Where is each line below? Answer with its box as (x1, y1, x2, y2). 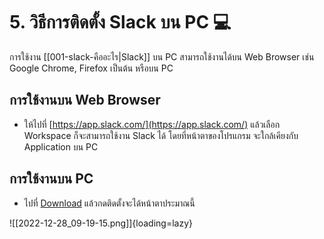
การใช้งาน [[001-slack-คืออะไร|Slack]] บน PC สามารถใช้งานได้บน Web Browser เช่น (9, 50, 315, 63)
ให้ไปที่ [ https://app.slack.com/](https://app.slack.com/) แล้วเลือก (23, 118, 281, 130)
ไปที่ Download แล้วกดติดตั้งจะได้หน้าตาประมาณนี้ (23, 197, 196, 209)
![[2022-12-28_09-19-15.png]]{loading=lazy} (9, 217, 193, 229)
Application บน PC (23, 140, 99, 153)
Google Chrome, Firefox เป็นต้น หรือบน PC (9, 62, 174, 74)
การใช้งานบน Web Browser (9, 92, 161, 109)
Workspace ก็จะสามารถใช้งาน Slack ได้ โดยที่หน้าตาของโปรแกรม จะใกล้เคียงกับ (23, 129, 299, 141)
